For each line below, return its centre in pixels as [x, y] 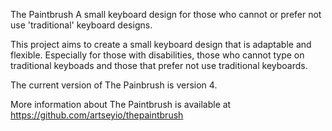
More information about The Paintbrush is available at [121, 104]
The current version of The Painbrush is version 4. [114, 85]
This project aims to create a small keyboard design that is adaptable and [161, 44]
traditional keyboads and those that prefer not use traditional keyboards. [159, 65]
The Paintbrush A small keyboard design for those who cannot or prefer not [166, 14]
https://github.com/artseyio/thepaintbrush [97, 115]
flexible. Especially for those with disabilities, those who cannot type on [157, 55]
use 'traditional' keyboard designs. [81, 25]
